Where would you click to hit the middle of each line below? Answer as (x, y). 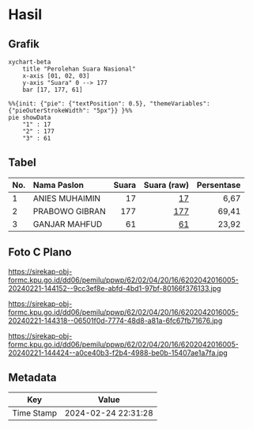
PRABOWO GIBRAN (69, 211)
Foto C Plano (40, 253)
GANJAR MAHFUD (68, 224)
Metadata (32, 378)
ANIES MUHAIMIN (67, 198)
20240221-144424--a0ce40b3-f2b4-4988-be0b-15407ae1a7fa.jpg (118, 352)
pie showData (30, 117)
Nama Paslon (59, 185)
